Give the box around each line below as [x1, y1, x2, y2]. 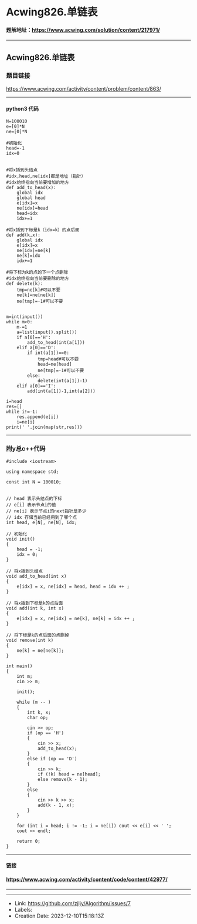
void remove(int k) [6, 637, 54, 643]
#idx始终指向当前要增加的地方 [6, 180, 69, 186]
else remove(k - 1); [37, 776, 88, 782]
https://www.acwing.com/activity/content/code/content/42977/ [6, 876, 168, 883]
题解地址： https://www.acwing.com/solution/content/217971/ [6, 26, 160, 33]
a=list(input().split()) [16, 329, 77, 336]
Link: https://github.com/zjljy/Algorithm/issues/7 [14, 900, 131, 907]
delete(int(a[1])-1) [37, 378, 88, 384]
